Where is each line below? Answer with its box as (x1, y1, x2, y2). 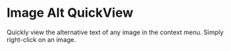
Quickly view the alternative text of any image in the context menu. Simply (6, 28, 224, 36)
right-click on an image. (6, 35, 76, 43)
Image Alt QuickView (6, 5, 134, 21)
